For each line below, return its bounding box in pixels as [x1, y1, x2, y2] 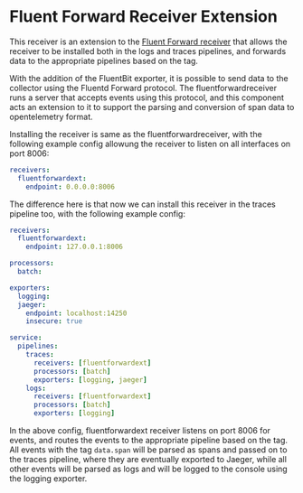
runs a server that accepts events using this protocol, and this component [9, 92, 285, 103]
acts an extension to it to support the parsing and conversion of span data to [9, 101, 295, 112]
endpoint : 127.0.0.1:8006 [25, 242, 124, 252]
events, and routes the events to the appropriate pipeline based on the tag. [9, 435, 288, 446]
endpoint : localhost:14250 [25, 309, 128, 318]
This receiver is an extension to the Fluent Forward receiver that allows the [9, 36, 288, 47]
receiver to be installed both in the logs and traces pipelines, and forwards [9, 45, 287, 56]
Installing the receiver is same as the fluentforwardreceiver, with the [9, 128, 262, 139]
